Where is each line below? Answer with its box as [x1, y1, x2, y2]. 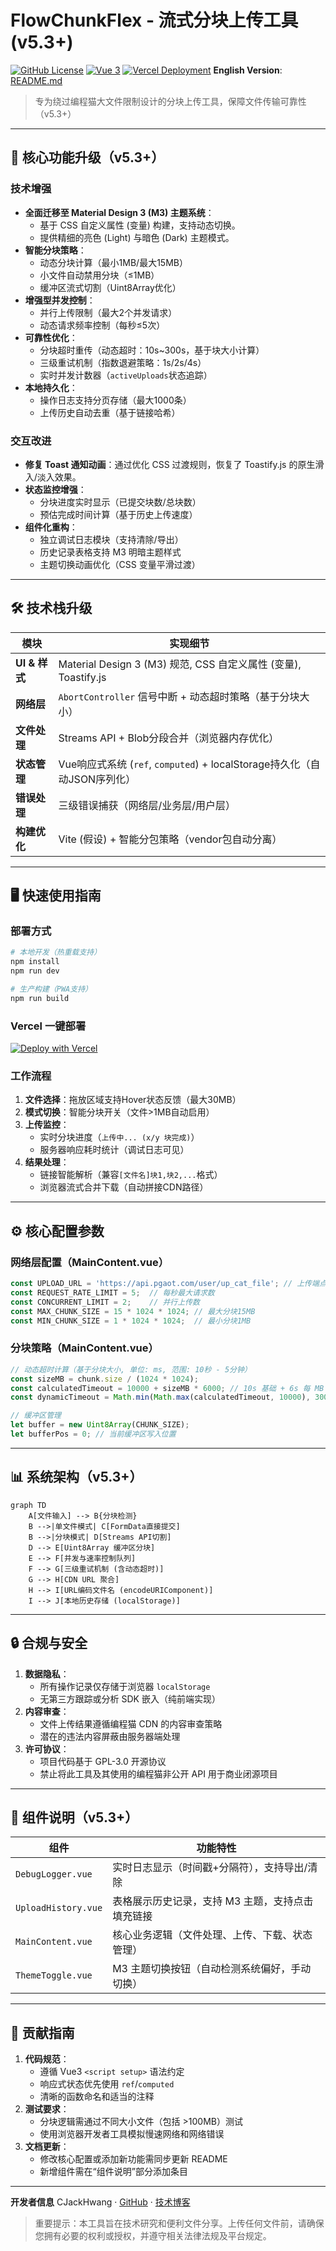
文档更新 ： [24, 2141, 70, 2153]
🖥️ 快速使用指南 [10, 887, 102, 905]
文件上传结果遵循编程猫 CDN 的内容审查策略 [39, 1717, 223, 1730]
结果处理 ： [24, 1156, 70, 1168]
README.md [10, 74, 63, 86]
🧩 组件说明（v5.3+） [10, 1809, 139, 1826]
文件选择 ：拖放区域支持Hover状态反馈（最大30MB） [24, 1094, 242, 1106]
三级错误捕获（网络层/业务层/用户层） [58, 798, 237, 812]
